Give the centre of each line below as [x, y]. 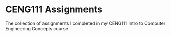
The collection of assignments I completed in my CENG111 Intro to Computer [85, 23]
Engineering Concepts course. [37, 28]
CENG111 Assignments [54, 9]
